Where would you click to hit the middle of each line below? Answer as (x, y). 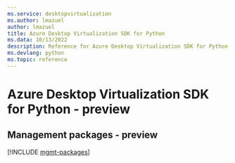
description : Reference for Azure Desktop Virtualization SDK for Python (118, 46)
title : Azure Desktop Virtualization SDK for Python (86, 33)
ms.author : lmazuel (36, 20)
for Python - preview (69, 109)
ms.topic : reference (38, 60)
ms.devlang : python (36, 53)
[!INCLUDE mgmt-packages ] (49, 152)
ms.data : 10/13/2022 (38, 40)
